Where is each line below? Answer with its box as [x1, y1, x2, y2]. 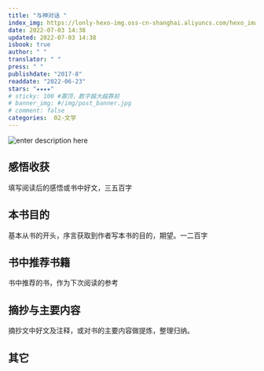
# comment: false [8, 107, 65, 115]
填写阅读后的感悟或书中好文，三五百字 [8, 183, 132, 192]
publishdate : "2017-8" [8, 70, 82, 78]
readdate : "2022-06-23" [8, 77, 86, 85]
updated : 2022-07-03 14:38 [8, 33, 97, 42]
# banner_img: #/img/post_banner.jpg [8, 99, 132, 107]
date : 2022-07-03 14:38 [8, 26, 86, 34]
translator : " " [8, 56, 61, 64]
